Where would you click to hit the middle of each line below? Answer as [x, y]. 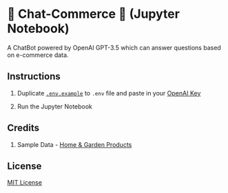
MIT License [25, 183]
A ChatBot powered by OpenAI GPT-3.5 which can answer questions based [114, 47]
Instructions [34, 77]
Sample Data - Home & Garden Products [74, 144]
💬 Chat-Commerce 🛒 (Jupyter [94, 14]
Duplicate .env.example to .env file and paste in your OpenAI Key [109, 93]
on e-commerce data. [38, 55]
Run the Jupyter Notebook [55, 106]
